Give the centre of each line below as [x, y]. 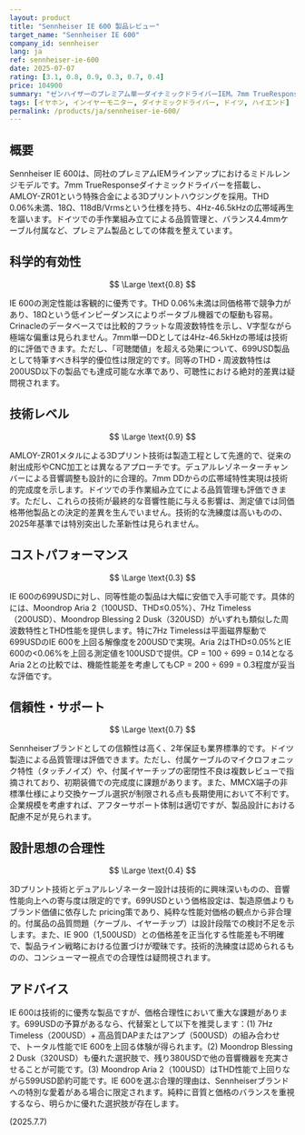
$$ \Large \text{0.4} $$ [152, 870]
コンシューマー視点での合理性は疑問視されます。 [124, 958]
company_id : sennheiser [54, 43]
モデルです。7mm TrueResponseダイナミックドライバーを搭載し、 [141, 185]
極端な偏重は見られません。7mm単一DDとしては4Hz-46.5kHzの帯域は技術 [149, 336]
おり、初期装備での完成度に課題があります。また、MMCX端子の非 [164, 782]
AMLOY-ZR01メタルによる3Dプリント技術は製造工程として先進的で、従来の [151, 455]
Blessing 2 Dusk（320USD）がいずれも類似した [191, 618]
